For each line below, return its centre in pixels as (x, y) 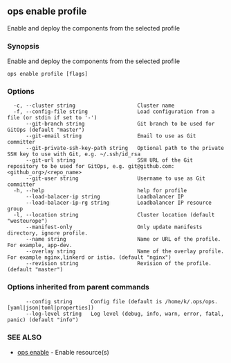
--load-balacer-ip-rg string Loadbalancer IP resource (119, 203)
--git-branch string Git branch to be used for (120, 124)
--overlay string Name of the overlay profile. (125, 252)
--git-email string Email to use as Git (111, 136)
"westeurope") (28, 221)
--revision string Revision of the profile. (119, 264)
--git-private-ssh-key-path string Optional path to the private (125, 149)
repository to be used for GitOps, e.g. (66, 167)
